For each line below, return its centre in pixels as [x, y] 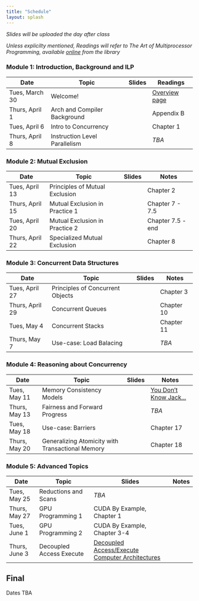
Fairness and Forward [72, 407]
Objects [62, 296]
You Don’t [164, 390]
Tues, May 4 [26, 326]
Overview [166, 92]
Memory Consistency [72, 390]
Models [52, 397]
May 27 [20, 516]
